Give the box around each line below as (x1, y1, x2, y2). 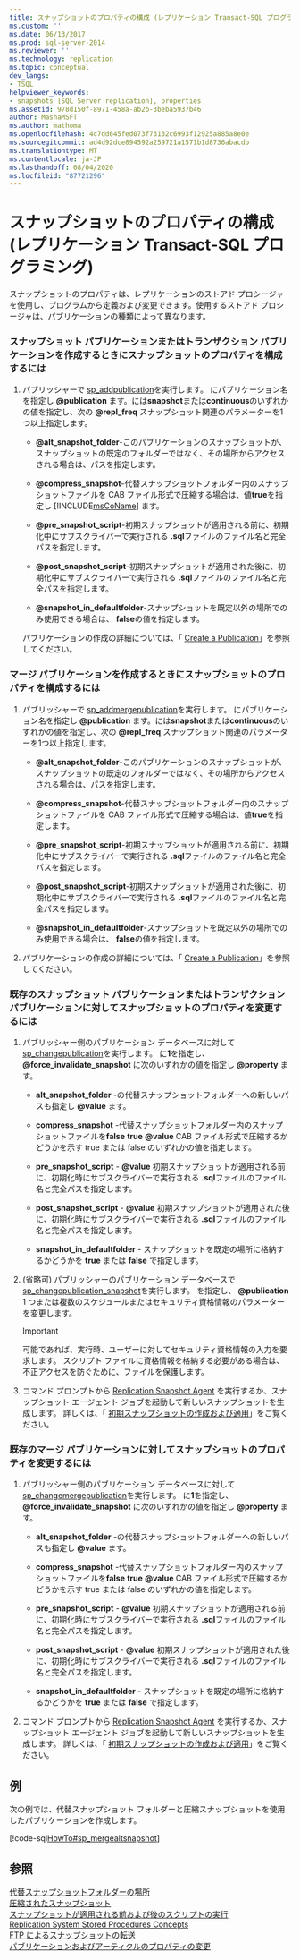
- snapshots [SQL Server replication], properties (9, 96, 202, 106)
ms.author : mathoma (9, 122, 82, 131)
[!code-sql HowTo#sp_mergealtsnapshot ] (9, 1833, 161, 1844)
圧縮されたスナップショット (9, 1898, 112, 1908)
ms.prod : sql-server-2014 (9, 38, 105, 47)
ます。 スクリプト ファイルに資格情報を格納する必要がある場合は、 (37, 1355, 285, 1366)
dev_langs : (9, 72, 50, 81)
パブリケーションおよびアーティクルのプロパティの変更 (9, 1941, 212, 1951)
